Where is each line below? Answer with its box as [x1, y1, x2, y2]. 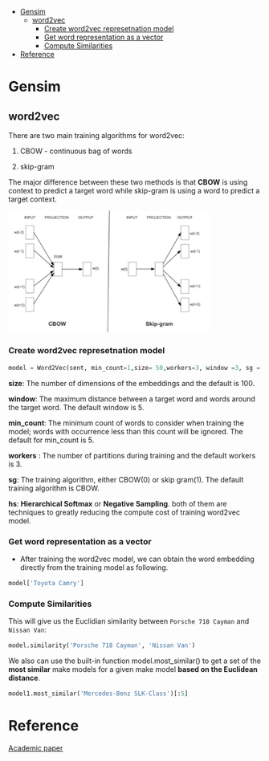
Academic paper [8, 743, 63, 753]
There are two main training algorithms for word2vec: [8, 131, 185, 140]
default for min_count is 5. [8, 435, 95, 445]
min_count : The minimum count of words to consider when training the [8, 417, 245, 428]
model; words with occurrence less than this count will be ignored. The [8, 426, 243, 436]
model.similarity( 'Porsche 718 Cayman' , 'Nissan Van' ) [8, 641, 196, 649]
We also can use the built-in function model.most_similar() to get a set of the [8, 656, 261, 665]
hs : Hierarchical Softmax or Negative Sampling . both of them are [8, 499, 227, 508]
